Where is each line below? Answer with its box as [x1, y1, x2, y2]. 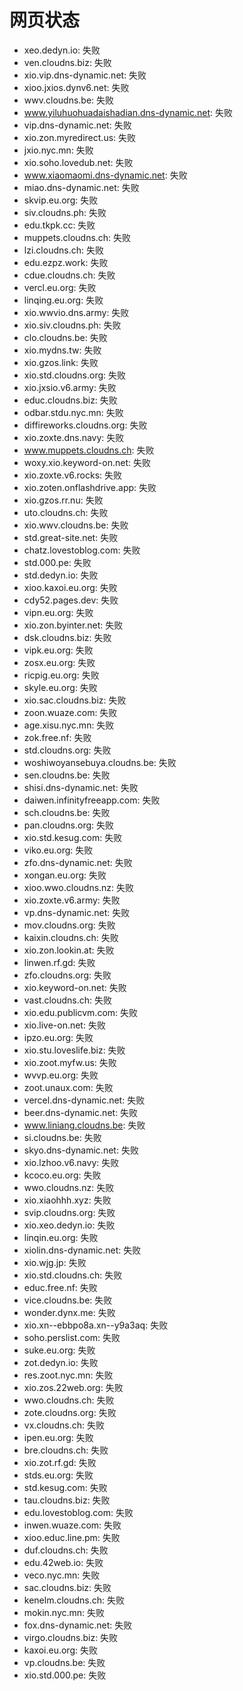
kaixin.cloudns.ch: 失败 [23, 931, 119, 943]
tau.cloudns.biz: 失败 [23, 1494, 111, 1506]
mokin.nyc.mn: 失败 [23, 1606, 106, 1618]
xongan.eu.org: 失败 [23, 869, 107, 881]
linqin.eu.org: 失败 [23, 1231, 99, 1243]
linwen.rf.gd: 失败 [23, 956, 96, 968]
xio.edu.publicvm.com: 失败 [23, 1006, 139, 1018]
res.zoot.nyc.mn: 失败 [23, 1369, 114, 1381]
